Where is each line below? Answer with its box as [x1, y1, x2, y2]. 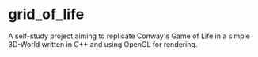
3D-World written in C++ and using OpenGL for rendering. [8, 39, 198, 48]
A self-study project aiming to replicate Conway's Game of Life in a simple [8, 31, 251, 41]
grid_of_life [8, 5, 85, 23]
